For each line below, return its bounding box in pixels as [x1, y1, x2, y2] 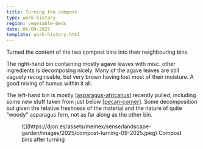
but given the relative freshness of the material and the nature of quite [6, 104, 182, 112]
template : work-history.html [6, 32, 80, 38]
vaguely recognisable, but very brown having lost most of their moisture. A [6, 73, 194, 81]
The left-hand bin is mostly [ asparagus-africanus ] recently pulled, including [6, 92, 196, 99]
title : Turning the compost [6, 9, 78, 15]
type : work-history [6, 15, 56, 21]
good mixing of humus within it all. [6, 80, 93, 87]
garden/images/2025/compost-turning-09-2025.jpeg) [21, 129, 157, 137]
